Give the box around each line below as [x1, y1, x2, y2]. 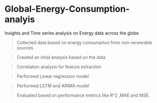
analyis [4, 14, 35, 25]
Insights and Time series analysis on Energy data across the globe [4, 30, 139, 36]
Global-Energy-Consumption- [4, 3, 130, 15]
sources [16, 45, 33, 51]
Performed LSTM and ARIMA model [16, 82, 90, 89]
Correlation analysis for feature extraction [16, 64, 101, 70]
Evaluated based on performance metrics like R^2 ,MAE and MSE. [16, 92, 150, 98]
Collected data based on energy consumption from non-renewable [16, 39, 153, 45]
